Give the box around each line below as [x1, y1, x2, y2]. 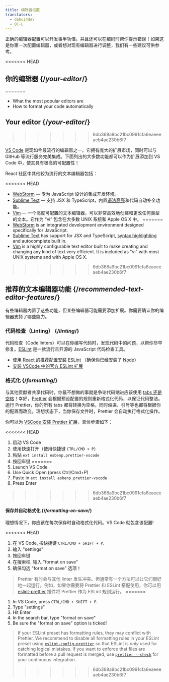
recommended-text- [78, 285, 144, 294]
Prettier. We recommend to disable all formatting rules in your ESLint [17, 635, 159, 641]
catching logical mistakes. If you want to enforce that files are [17, 646, 145, 652]
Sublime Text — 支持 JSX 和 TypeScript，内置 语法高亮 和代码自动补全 [12, 197, 156, 203]
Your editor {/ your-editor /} [5, 118, 91, 127]
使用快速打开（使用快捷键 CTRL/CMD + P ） [12, 446, 99, 452]
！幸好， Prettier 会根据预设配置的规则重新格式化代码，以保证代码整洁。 [14, 395, 163, 402]
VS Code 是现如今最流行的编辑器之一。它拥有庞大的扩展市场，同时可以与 [5, 147, 157, 153]
